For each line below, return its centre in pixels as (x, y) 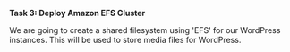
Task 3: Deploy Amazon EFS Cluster (77, 13)
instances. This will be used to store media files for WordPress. (125, 40)
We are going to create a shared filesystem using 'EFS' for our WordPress (145, 30)
